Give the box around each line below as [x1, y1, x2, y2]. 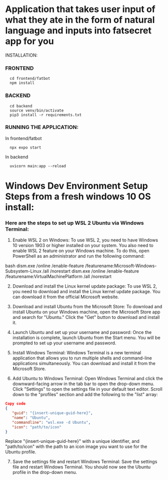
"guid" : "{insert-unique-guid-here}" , [12, 411, 93, 416]
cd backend [10, 103, 33, 108]
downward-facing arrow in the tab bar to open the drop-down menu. [12, 381, 154, 387]
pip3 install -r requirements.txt [10, 112, 82, 117]
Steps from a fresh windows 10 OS [5, 191, 151, 202]
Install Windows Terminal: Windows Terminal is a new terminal [12, 350, 141, 356]
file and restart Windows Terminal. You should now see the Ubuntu [12, 464, 151, 470]
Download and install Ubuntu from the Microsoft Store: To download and [12, 304, 162, 310]
